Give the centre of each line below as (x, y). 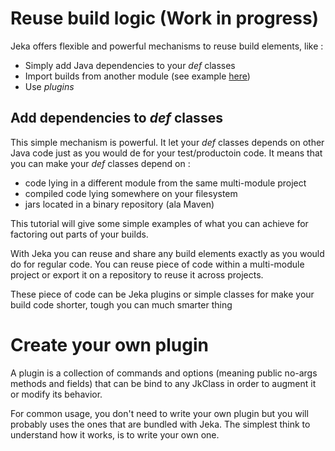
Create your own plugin (109, 344)
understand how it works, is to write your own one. (115, 434)
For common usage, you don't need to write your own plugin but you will (159, 413)
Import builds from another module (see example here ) (137, 76)
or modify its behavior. (56, 394)
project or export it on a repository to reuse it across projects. (137, 274)
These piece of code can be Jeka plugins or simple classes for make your (162, 294)
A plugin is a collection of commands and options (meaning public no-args (164, 373)
